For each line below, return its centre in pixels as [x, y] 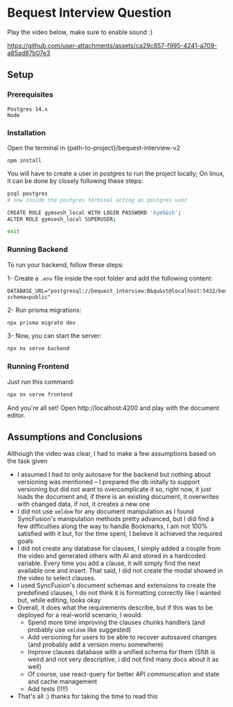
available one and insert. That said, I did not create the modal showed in [120, 571]
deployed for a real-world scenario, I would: [80, 615]
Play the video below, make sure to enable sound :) [80, 32]
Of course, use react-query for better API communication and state [123, 674]
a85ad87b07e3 [29, 53]
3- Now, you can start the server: [54, 336]
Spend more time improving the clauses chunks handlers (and [116, 622]
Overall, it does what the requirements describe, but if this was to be [115, 607]
